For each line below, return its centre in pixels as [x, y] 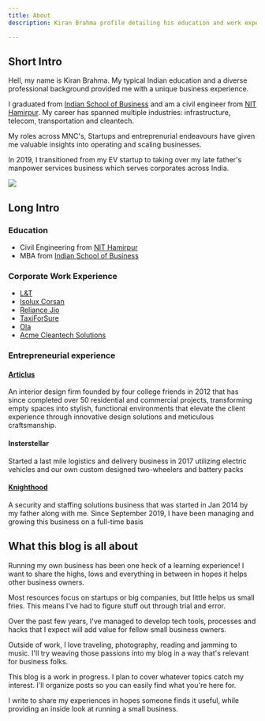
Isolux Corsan [42, 302]
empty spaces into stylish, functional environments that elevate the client [127, 409]
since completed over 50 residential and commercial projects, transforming [130, 400]
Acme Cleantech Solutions [63, 335]
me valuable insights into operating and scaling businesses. [105, 145]
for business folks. [38, 661]
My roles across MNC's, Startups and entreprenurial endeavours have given [132, 136]
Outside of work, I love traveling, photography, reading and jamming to [123, 645]
